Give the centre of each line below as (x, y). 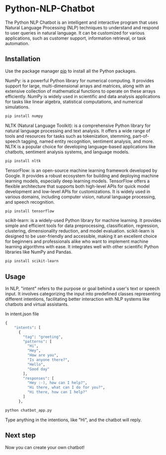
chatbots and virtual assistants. (37, 304)
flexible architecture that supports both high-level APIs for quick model (78, 186)
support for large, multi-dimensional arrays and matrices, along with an (78, 86)
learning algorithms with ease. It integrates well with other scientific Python (82, 247)
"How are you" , (43, 355)
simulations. (17, 107)
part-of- (141, 136)
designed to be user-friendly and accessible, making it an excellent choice (81, 236)
